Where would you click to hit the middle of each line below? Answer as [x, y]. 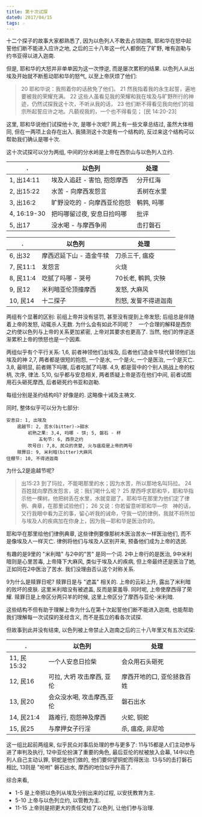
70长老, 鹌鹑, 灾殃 [140, 279]
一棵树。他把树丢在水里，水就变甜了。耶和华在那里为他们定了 [108, 498]
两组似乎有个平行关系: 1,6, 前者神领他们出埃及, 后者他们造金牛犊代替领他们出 [101, 352]
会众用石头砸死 [142, 662]
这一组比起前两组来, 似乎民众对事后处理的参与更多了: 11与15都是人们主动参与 [101, 745]
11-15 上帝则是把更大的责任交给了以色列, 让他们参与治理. [84, 808]
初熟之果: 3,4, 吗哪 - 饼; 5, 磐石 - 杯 [75, 433]
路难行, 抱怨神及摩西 [77, 718]
